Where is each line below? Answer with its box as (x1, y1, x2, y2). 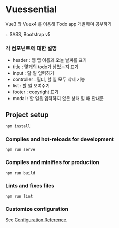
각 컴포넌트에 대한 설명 (5, 45, 57, 52)
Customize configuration (5, 205, 69, 212)
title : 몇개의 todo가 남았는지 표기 (12, 63, 79, 70)
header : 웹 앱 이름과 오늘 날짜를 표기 (12, 57, 87, 63)
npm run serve (5, 147, 36, 152)
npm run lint (5, 193, 33, 199)
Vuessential (5, 4, 57, 15)
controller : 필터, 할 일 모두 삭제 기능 (12, 76, 85, 82)
